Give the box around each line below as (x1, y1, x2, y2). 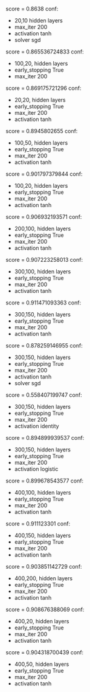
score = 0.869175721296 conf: (5, 84, 82, 92)
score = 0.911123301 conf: (5, 520, 71, 527)
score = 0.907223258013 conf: (5, 256, 83, 263)
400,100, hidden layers (14, 489, 71, 496)
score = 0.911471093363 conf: (5, 299, 82, 306)
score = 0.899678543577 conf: (5, 477, 84, 484)
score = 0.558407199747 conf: (5, 391, 82, 399)
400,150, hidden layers (14, 532, 71, 539)
